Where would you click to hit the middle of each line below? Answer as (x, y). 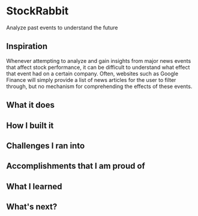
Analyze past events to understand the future (62, 28)
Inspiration (27, 46)
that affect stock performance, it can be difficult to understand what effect (98, 67)
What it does (31, 105)
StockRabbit (37, 11)
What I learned (34, 186)
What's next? (32, 207)
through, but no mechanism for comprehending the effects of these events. (99, 86)
